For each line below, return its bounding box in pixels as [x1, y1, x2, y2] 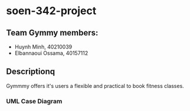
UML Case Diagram [6, 97, 63, 105]
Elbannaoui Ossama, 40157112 [14, 50, 89, 57]
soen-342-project [6, 4, 97, 18]
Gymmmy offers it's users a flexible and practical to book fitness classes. [6, 82, 184, 89]
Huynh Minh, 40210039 [14, 43, 73, 50]
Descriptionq [6, 67, 55, 77]
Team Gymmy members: [6, 28, 99, 38]
